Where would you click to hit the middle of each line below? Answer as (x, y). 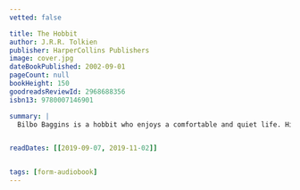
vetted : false (36, 17)
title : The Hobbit (43, 33)
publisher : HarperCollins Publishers (79, 50)
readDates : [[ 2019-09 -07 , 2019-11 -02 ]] (83, 148)
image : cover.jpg (42, 59)
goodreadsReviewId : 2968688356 (67, 91)
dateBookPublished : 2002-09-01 (67, 67)
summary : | (29, 116)
